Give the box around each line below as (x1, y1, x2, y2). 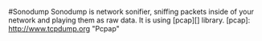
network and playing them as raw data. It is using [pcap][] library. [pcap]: (8, 15, 251, 25)
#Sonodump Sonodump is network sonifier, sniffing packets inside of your (8, 7, 255, 16)
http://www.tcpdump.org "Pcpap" (8, 24, 121, 33)
